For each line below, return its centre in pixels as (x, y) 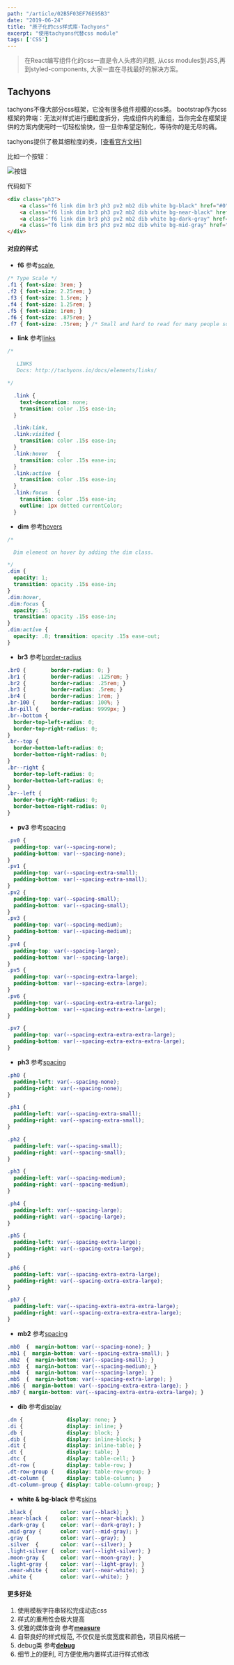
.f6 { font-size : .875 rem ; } (49, 317)
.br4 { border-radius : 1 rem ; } (63, 696)
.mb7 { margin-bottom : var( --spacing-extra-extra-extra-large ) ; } (106, 1393)
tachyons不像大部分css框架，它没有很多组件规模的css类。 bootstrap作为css (117, 109)
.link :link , (31, 428)
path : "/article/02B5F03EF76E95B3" (59, 14)
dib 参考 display (39, 1406)
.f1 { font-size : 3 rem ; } (45, 285)
